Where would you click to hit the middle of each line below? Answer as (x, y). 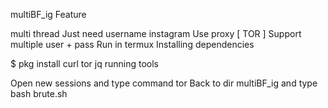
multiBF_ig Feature (48, 14)
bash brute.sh (39, 93)
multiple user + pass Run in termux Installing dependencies (132, 44)
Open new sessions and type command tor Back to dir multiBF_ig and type (164, 83)
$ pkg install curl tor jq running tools (84, 63)
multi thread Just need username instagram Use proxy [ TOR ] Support (156, 33)
